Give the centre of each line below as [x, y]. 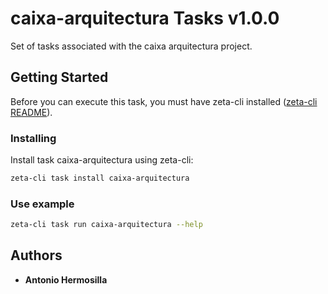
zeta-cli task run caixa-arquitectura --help [106, 225]
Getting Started [59, 77]
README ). [31, 112]
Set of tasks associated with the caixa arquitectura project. [131, 46]
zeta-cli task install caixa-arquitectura [100, 178]
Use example [42, 204]
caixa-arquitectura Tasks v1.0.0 [145, 18]
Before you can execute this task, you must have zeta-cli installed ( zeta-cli [164, 101]
